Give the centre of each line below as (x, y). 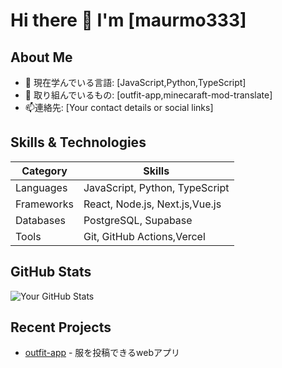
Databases (40, 220)
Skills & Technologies (78, 142)
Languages (41, 187)
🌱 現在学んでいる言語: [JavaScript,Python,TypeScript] (135, 82)
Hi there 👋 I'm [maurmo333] (128, 20)
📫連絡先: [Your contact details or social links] (119, 107)
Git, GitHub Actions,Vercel (144, 236)
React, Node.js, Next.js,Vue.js (152, 204)
